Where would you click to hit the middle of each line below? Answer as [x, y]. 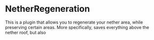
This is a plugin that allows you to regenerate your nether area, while [74, 22]
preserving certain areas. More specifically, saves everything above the [77, 27]
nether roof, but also [26, 32]
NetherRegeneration [48, 9]
